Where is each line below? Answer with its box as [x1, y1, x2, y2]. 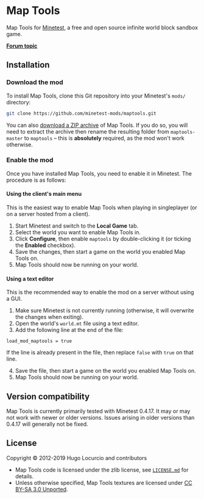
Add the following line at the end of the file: [15, 326, 124, 334]
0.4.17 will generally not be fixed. [6, 420, 88, 428]
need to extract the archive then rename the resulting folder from [6, 127, 169, 135]
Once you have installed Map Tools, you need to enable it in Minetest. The [6, 170, 192, 177]
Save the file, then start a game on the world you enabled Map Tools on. [15, 367, 196, 375]
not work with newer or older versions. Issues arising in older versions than [6, 414, 195, 422]
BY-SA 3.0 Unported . [15, 486, 68, 493]
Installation [6, 60, 50, 70]
